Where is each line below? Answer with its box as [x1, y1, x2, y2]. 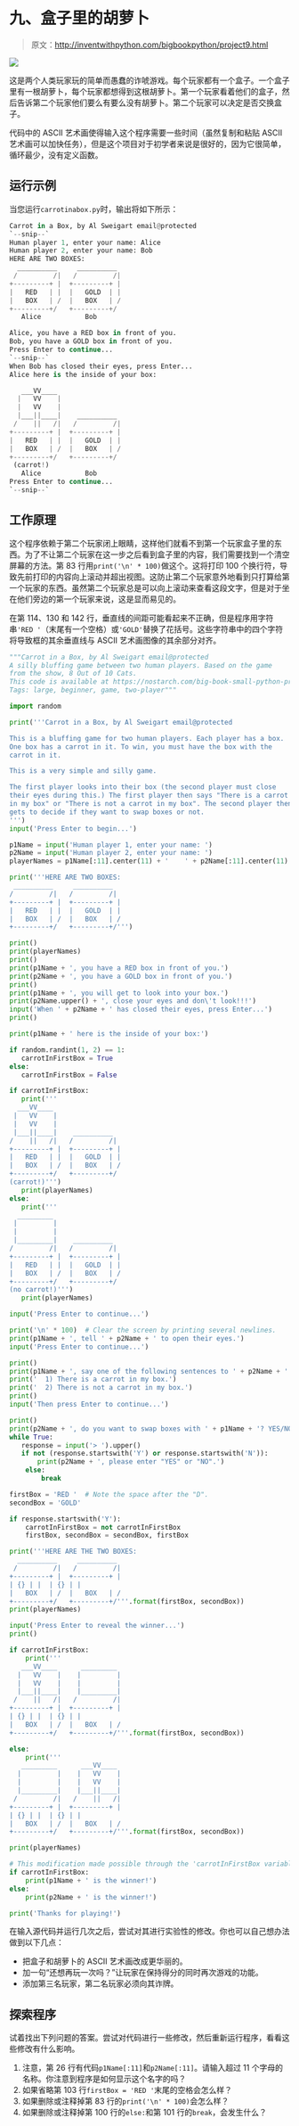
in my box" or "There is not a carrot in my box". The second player [9, 800, 273, 809]
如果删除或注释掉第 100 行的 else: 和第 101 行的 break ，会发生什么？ [21, 2107, 267, 2118]
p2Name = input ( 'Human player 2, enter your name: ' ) [9, 849, 214, 858]
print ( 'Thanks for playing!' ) [9, 1908, 122, 1917]
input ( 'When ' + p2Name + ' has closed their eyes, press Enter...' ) [9, 1005, 273, 1014]
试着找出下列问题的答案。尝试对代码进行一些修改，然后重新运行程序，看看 [9, 2032, 282, 2043]
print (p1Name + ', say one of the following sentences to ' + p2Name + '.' [9, 1367, 296, 1375]
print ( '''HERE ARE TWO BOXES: [9, 873, 122, 882]
